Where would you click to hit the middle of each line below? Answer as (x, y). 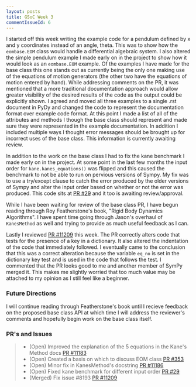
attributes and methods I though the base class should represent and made (97, 120)
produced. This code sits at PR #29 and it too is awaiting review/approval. (95, 193)
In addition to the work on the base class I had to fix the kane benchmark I (95, 156)
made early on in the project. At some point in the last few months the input (97, 162)
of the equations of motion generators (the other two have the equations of (97, 76)
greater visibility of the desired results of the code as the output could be (94, 95)
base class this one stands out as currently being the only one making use (96, 70)
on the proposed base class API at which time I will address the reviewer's (96, 312)
